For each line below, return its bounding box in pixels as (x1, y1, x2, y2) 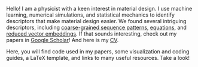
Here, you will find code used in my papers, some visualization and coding (6, 48, 190, 55)
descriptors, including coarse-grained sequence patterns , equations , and (6, 24, 187, 31)
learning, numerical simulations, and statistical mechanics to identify (6, 11, 175, 18)
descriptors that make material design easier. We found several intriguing (6, 18, 187, 24)
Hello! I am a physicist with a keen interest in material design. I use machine (6, 5, 193, 12)
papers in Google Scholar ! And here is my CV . (6, 37, 119, 43)
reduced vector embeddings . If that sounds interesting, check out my (6, 30, 177, 37)
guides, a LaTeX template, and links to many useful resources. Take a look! (6, 55, 190, 61)
